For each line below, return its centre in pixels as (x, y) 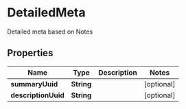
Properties (30, 53)
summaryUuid (34, 84)
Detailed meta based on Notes (50, 32)
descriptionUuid (38, 95)
